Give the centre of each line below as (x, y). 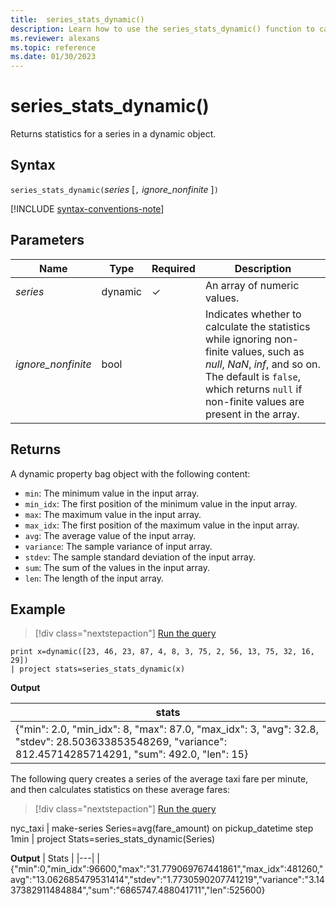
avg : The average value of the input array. (110, 535)
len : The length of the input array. (94, 578)
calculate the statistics (257, 326)
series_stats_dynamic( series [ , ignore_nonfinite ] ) (114, 189)
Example (38, 609)
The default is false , (253, 376)
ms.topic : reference (53, 47)
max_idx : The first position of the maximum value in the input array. (162, 525)
